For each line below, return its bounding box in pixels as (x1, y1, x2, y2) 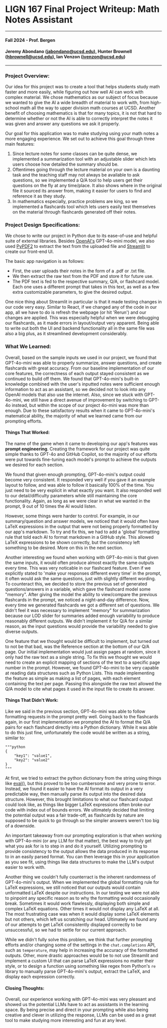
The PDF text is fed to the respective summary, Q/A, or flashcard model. (12, 278, 160, 285)
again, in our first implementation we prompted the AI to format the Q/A (5, 719, 151, 725)
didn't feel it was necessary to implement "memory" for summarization (5, 607, 150, 613)
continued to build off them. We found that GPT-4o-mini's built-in (5, 376, 139, 382)
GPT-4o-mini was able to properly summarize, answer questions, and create (5, 360, 162, 366)
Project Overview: (5, 72, 50, 79)
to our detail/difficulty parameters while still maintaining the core (5, 492, 138, 498)
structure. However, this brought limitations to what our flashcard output (5, 797, 153, 803)
